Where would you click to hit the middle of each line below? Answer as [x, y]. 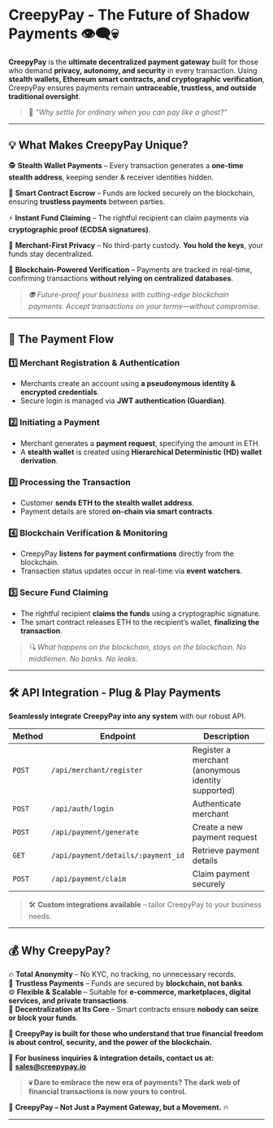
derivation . [39, 460]
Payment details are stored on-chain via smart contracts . [117, 512]
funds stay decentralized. [51, 254]
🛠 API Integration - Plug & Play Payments [115, 693]
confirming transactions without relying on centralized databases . [121, 278]
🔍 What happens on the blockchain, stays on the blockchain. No [137, 647]
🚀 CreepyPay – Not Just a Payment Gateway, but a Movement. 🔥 [119, 1108]
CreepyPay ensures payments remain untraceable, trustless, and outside [133, 88]
